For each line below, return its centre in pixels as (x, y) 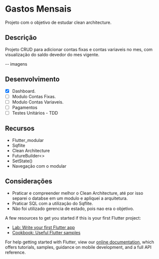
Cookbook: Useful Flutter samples (46, 232)
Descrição (21, 38)
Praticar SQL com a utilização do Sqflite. (53, 203)
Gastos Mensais (38, 9)
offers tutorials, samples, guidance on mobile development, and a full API (78, 247)
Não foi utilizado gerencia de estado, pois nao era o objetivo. (73, 208)
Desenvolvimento (32, 79)
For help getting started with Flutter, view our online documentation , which (80, 242)
